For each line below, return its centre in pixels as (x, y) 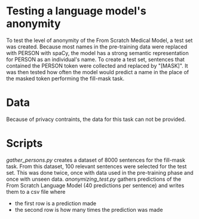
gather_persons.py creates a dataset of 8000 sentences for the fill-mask (96, 160)
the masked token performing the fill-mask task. (65, 78)
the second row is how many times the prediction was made (89, 209)
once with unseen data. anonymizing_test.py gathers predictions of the (94, 179)
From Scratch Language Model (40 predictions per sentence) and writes (95, 185)
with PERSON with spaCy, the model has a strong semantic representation (98, 53)
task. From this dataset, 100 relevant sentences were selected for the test (97, 166)
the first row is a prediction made (56, 203)
